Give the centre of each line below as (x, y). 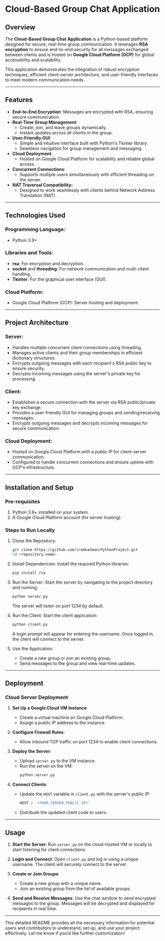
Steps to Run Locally (30, 530)
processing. (24, 379)
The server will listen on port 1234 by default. (58, 606)
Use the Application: (33, 648)
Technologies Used (35, 216)
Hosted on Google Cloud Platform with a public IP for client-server (79, 452)
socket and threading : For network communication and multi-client (80, 268)
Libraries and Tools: (29, 253)
